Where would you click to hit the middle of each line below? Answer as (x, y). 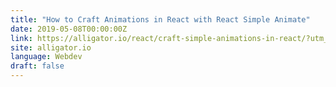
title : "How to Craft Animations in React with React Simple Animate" (160, 19)
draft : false (37, 66)
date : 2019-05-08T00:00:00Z (69, 29)
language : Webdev (46, 57)
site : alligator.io (51, 47)
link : (21, 38)
